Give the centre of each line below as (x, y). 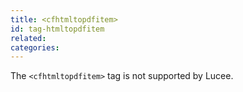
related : (28, 38)
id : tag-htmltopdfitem (57, 29)
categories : (35, 47)
